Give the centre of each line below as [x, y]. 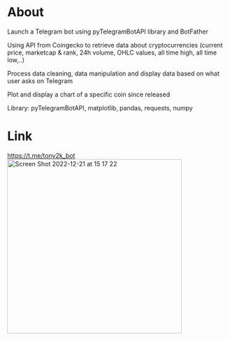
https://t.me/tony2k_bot [41, 155]
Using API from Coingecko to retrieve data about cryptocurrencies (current [115, 45]
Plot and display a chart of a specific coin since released [88, 94]
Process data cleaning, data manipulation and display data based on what [114, 73]
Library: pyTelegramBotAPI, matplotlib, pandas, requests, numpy [100, 108]
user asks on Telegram [40, 80]
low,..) [16, 59]
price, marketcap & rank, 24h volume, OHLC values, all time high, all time [112, 52]
